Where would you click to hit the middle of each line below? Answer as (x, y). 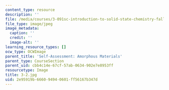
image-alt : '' (24, 42)
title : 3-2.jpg (21, 75)
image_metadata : (22, 28)
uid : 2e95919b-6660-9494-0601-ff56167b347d (52, 79)
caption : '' (22, 33)
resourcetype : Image (27, 70)
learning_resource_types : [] (36, 47)
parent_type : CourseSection (35, 61)
